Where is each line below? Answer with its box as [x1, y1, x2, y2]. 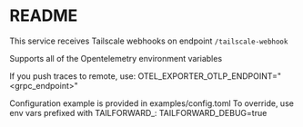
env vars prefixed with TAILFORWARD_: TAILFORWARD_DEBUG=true [9, 107, 268, 118]
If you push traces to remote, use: [9, 70, 136, 82]
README [9, 5, 78, 26]
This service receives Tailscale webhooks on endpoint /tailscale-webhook [9, 35, 288, 46]
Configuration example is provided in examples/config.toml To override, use [9, 97, 294, 109]
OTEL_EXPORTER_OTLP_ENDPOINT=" [137, 70, 282, 82]
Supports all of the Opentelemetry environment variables [9, 53, 223, 63]
